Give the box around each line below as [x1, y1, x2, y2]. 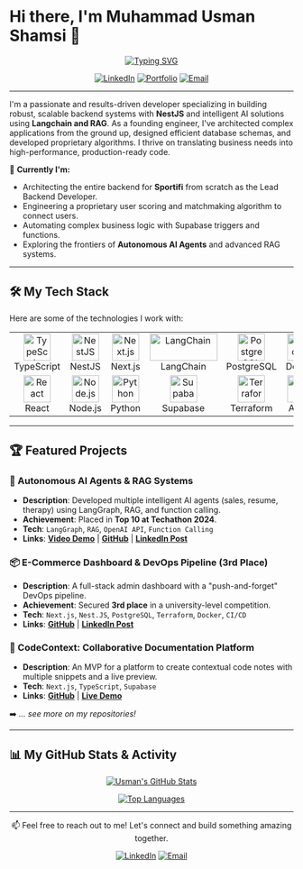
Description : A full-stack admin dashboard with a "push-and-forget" [22, 580, 278, 591]
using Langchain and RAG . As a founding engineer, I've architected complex [9, 117, 294, 128]
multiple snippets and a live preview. [22, 672, 158, 682]
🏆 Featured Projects [9, 444, 128, 459]
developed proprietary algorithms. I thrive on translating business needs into [9, 137, 293, 148]
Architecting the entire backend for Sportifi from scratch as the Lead [22, 181, 279, 192]
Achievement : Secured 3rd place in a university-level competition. [22, 599, 271, 610]
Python [110, 401, 142, 414]
